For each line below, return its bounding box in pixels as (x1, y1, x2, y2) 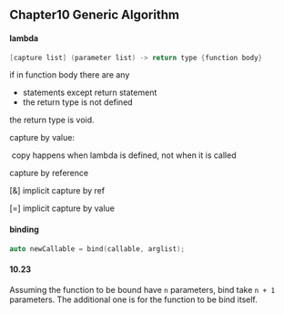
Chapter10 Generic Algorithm (9, 7, 180, 23)
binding (9, 224, 39, 235)
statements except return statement (22, 87, 157, 99)
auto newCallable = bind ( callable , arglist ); (9, 244, 185, 254)
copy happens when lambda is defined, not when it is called (11, 150, 237, 161)
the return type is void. (9, 114, 95, 126)
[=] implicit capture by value (9, 203, 116, 214)
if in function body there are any (9, 69, 130, 80)
